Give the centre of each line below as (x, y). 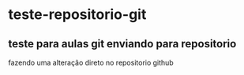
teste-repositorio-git (77, 15)
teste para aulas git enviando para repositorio (122, 44)
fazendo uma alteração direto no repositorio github (91, 62)
